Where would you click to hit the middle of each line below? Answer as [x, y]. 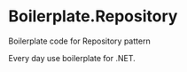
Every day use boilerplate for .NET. [72, 58]
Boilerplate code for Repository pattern [80, 41]
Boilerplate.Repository [93, 16]
